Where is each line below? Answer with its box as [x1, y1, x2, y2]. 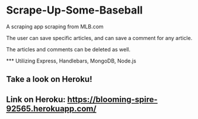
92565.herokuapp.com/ [6, 104, 97, 114]
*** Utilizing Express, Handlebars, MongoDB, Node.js [6, 57, 136, 64]
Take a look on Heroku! [6, 74, 93, 84]
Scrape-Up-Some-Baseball [6, 4, 143, 17]
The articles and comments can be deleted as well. [6, 45, 131, 53]
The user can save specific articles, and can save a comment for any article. [6, 34, 193, 41]
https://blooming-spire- [67, 94, 158, 104]
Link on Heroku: [6, 94, 66, 104]
